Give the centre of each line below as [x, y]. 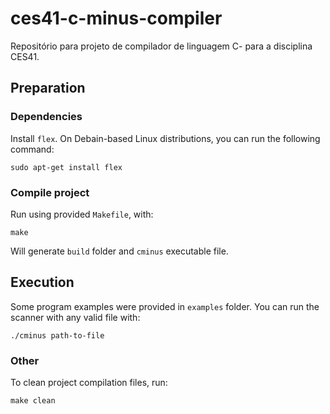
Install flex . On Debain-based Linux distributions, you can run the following [165, 138]
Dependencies [46, 117]
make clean [33, 401]
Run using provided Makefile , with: [82, 214]
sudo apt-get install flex [66, 167]
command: [32, 149]
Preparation [48, 88]
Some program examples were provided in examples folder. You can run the [165, 306]
